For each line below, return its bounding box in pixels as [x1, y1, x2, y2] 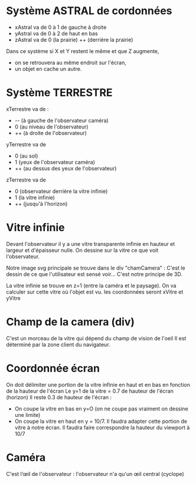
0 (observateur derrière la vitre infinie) [14, 188, 108, 195]
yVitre [6, 294, 21, 301]
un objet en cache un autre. [14, 65, 82, 72]
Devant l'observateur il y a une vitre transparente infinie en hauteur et [6, 240, 175, 247]
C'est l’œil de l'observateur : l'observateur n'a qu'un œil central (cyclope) [6, 470, 184, 477]
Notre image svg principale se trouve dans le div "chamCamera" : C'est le [6, 264, 185, 271]
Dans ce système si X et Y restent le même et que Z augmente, [6, 47, 159, 54]
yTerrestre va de [6, 140, 46, 148]
